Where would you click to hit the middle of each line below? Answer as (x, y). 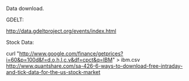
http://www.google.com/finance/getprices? (71, 54)
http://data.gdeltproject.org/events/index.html (61, 31)
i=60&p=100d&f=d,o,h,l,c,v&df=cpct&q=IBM (59, 60)
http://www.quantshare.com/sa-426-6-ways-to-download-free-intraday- (94, 66)
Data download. (25, 8)
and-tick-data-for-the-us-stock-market (53, 72)
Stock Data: (20, 42)
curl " (13, 54)
